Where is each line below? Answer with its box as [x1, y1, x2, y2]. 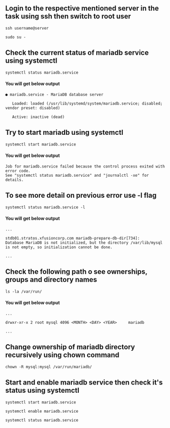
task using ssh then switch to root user [5, 12, 131, 21]
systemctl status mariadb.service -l [5, 204, 86, 210]
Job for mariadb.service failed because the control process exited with [5, 163, 165, 169]
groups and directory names [5, 275, 98, 284]
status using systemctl [5, 386, 80, 395]
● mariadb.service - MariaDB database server [5, 92, 103, 97]
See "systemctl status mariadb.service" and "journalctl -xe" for [5, 173, 149, 178]
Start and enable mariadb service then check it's [5, 378, 163, 387]
